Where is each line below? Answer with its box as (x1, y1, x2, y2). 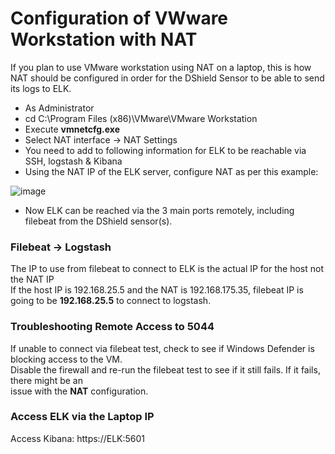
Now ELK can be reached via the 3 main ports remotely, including (24, 204, 295, 216)
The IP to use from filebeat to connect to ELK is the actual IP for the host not (10, 263, 325, 275)
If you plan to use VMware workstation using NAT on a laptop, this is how (10, 61, 312, 73)
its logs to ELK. (10, 82, 72, 94)
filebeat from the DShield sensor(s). (24, 215, 173, 227)
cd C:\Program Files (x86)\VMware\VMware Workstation (24, 112, 258, 124)
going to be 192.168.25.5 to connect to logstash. (10, 295, 212, 307)
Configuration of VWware (10, 7, 229, 30)
